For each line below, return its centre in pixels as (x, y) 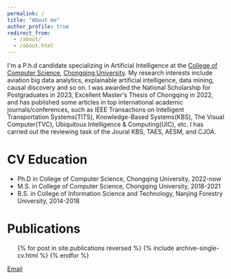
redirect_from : (29, 33)
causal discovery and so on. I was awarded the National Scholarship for (109, 88)
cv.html (28, 255)
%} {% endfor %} (64, 255)
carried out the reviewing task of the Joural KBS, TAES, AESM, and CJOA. (112, 132)
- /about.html (33, 46)
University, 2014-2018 (48, 201)
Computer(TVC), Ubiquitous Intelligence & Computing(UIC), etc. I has (106, 124)
